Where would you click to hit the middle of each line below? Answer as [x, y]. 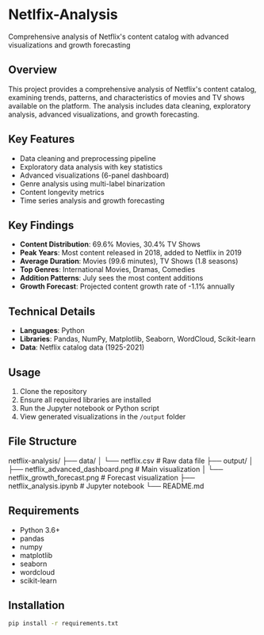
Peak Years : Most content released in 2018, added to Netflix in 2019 [130, 253]
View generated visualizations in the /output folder [103, 417]
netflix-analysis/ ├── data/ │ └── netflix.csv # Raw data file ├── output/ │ [131, 461]
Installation [36, 605]
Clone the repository [53, 391]
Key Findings [41, 225]
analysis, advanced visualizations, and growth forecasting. [104, 114]
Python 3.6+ [40, 530]
